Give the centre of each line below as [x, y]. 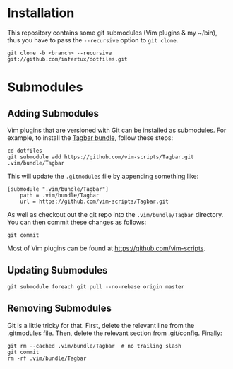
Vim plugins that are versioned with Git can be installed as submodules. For [117, 130]
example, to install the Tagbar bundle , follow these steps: [90, 137]
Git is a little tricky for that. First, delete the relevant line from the [101, 325]
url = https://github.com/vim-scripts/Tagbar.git [95, 201]
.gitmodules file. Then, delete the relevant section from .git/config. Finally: [115, 333]
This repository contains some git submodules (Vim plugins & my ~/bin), [112, 33]
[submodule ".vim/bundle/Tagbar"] [58, 189]
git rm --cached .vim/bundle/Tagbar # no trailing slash [94, 346]
